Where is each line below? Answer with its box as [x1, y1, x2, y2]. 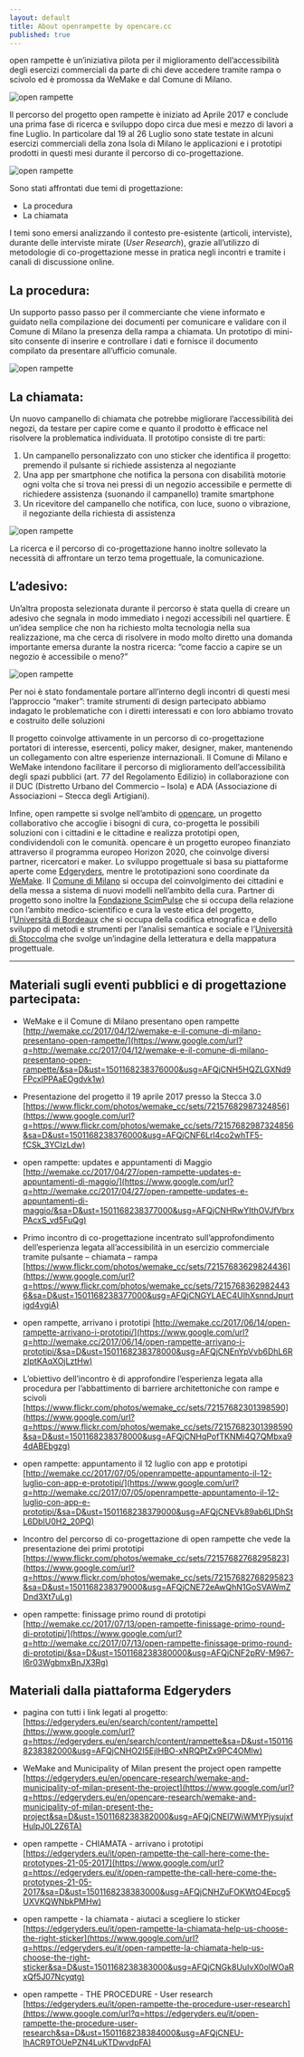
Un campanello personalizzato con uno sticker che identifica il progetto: [22, 450, 291, 460]
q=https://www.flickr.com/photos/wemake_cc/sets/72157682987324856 [22, 1120, 294, 1131]
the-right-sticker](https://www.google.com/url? [22, 1933, 199, 1944]
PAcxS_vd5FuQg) [22, 1214, 87, 1225]
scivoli [22, 1392, 47, 1403]
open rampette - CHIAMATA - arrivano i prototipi [22, 1839, 204, 1849]
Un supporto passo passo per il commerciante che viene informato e [9, 307, 265, 318]
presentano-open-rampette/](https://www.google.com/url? [22, 1035, 242, 1046]
